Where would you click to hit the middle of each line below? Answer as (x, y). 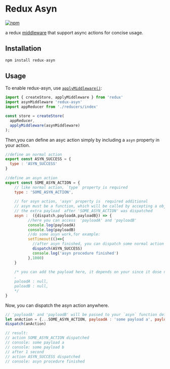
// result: (17, 333)
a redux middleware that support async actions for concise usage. (74, 32)
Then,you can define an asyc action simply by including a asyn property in (82, 140)
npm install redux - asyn (30, 60)
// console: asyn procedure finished (45, 361)
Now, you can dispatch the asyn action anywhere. (57, 305)
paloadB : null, (32, 286)
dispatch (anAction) (26, 324)
